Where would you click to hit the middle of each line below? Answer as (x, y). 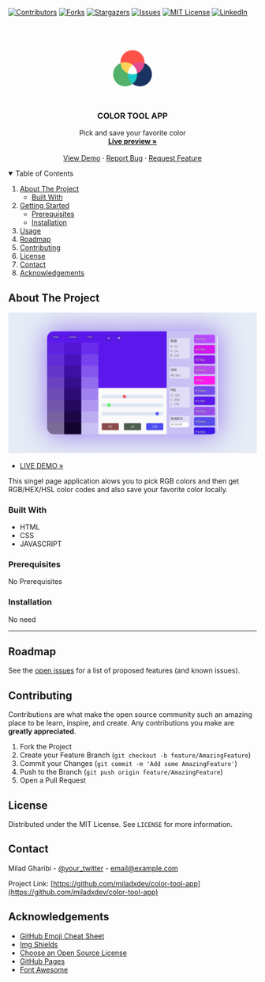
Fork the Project (46, 747)
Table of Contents (44, 173)
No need (22, 619)
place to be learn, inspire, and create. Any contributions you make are (121, 723)
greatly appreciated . (42, 731)
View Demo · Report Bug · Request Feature (132, 158)
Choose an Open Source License (73, 953)
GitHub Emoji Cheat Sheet (62, 936)
